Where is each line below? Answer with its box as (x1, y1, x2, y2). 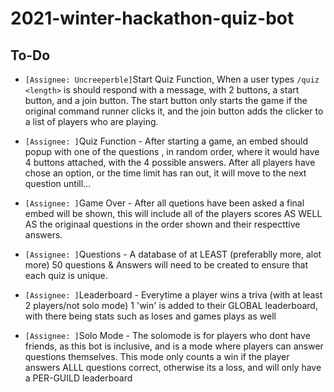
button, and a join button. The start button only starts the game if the (24, 95, 308, 106)
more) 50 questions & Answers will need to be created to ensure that (24, 259, 308, 271)
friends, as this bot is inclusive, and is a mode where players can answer (24, 340, 324, 352)
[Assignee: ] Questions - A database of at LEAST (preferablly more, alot (24, 248, 322, 260)
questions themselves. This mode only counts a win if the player (24, 351, 290, 362)
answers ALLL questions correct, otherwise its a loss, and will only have (24, 362, 322, 373)
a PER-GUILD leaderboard (24, 372, 133, 384)
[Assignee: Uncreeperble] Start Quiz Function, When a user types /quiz (24, 73, 320, 85)
